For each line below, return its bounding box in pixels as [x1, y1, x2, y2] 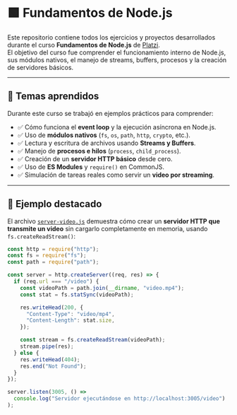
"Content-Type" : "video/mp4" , [25, 310, 115, 317]
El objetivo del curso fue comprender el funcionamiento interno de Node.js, [7, 48, 226, 57]
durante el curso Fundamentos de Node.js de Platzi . [7, 40, 161, 49]
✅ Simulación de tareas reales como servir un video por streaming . [17, 170, 215, 179]
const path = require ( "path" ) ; [7, 259, 99, 266]
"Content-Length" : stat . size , [25, 317, 115, 325]
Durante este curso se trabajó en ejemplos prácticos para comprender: [7, 109, 214, 117]
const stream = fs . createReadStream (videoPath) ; [20, 337, 166, 344]
